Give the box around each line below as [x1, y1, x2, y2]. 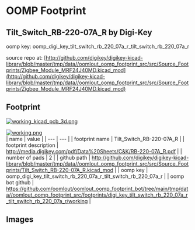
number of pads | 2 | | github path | [6, 154, 90, 161]
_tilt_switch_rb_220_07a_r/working [6, 197, 88, 204]
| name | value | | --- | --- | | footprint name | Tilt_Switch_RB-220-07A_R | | [6, 135, 185, 142]
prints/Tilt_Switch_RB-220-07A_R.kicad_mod [6, 166, 114, 173]
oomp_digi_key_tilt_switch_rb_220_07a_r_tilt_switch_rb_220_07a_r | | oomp [6, 173, 184, 180]
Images [6, 215, 34, 225]
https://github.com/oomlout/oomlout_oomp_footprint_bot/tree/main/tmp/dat [6, 185, 189, 192]
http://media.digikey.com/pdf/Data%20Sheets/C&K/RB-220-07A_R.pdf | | [6, 147, 182, 155]
